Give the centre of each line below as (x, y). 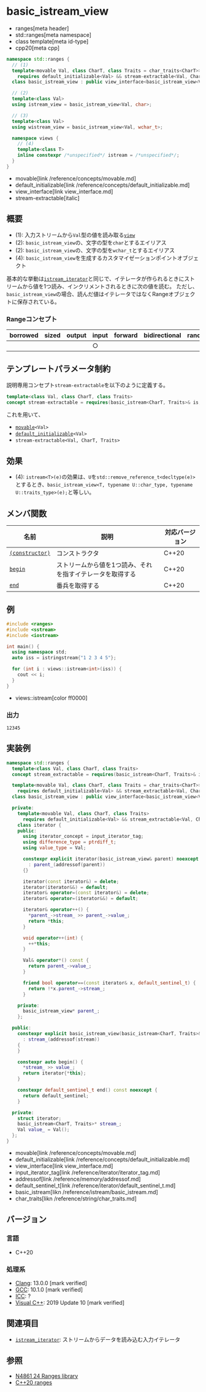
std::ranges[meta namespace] (53, 34)
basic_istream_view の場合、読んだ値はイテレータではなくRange (87, 294)
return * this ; (46, 921)
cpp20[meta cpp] (37, 48)
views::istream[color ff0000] (51, 698)
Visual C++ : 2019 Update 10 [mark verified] (70, 1302)
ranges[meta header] (42, 28)
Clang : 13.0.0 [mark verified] (51, 1283)
